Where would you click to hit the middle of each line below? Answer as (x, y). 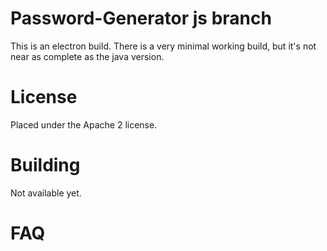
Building (45, 165)
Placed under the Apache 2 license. (84, 124)
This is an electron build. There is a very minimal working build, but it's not (163, 46)
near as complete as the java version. (87, 56)
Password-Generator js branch (141, 18)
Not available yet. (46, 193)
